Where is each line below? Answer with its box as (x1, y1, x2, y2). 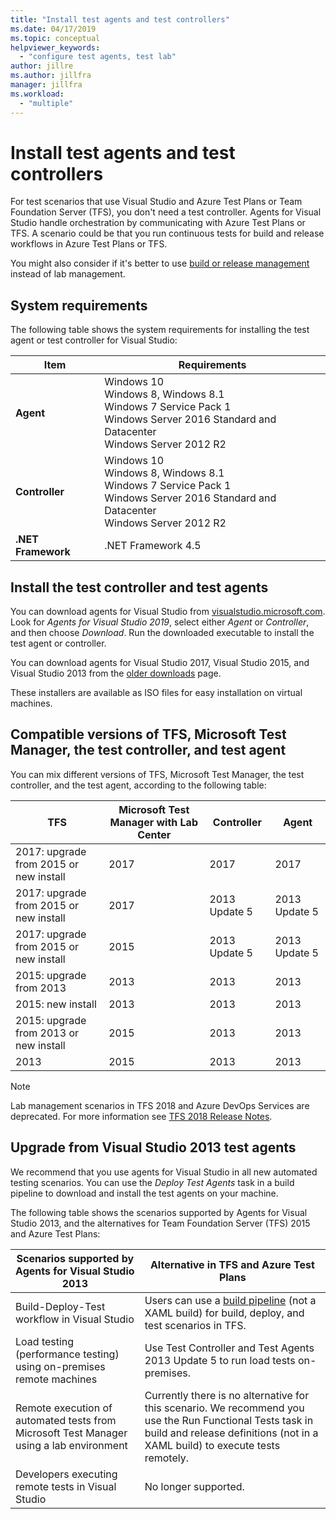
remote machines (15, 1372, 98, 1386)
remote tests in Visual (15, 1479, 117, 1493)
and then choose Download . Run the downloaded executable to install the (10, 627, 315, 639)
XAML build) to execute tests (144, 1438, 281, 1452)
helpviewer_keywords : (10, 42, 101, 53)
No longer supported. (144, 1479, 245, 1493)
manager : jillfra (10, 80, 83, 90)
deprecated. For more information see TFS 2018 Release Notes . (10, 1110, 273, 1122)
